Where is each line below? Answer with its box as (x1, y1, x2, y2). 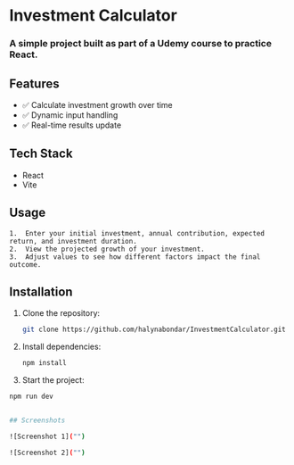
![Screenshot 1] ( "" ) (9, 432, 86, 441)
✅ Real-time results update (21, 120, 122, 130)
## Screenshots (9, 416, 66, 425)
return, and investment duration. (9, 237, 138, 245)
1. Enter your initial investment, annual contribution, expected (9, 228, 265, 237)
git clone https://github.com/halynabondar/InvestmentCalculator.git (21, 325, 287, 335)
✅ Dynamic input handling (21, 109, 118, 120)
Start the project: (21, 375, 85, 386)
